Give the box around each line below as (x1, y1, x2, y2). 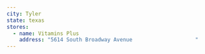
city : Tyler (6, 10, 41, 18)
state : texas (6, 17, 45, 24)
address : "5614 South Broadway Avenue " (19, 36, 199, 43)
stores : (6, 23, 29, 30)
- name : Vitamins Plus (13, 29, 79, 37)
